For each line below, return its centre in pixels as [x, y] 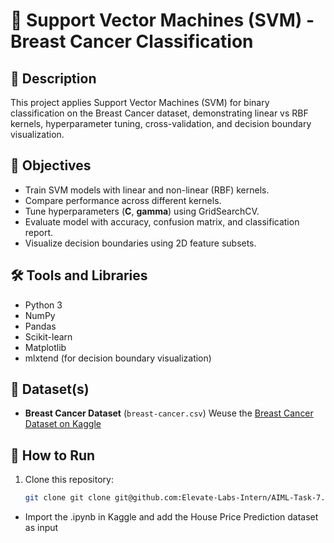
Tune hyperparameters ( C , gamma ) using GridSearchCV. [142, 211]
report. [39, 232]
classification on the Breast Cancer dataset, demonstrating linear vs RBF [159, 113]
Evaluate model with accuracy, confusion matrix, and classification [162, 221]
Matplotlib [45, 347]
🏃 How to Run [53, 455]
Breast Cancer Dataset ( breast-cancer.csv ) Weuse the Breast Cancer [169, 413]
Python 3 [43, 305]
